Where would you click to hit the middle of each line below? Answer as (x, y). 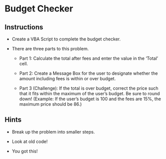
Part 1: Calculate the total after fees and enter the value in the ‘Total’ (89, 58)
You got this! (25, 151)
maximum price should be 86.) (50, 104)
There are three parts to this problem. (50, 49)
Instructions (24, 27)
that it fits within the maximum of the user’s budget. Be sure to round (89, 93)
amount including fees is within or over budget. (68, 79)
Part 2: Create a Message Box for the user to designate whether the (88, 73)
